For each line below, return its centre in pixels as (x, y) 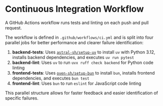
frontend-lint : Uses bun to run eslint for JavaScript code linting (77, 83)
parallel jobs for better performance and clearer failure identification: (74, 42)
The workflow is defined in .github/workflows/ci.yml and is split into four (79, 37)
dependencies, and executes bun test (51, 78)
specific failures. (22, 98)
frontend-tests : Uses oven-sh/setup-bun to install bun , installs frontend (83, 73)
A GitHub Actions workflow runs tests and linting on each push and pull (77, 23)
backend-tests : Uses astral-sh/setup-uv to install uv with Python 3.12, (84, 52)
